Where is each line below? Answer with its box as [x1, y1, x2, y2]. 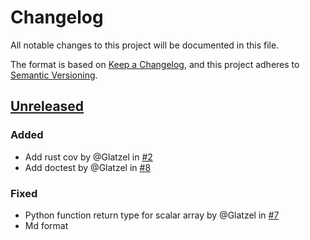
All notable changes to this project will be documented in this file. [10, 39, 280, 51]
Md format [24, 219, 69, 231]
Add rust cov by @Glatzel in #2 [24, 151, 153, 163]
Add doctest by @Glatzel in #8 [24, 161, 152, 173]
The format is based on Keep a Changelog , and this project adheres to [10, 58, 300, 70]
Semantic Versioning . [10, 69, 98, 81]
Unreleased [10, 98, 85, 115]
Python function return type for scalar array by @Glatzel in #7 [24, 209, 280, 221]
